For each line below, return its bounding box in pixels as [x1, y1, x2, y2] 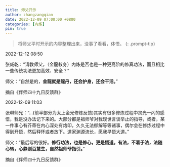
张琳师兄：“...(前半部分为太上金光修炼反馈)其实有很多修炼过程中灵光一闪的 [5, 110, 160, 116]
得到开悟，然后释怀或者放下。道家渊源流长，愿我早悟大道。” [5, 129, 130, 135]
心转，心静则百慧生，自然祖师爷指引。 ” [5, 146, 85, 152]
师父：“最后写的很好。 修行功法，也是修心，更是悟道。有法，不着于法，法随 [5, 140, 163, 146]
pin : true [5, 26, 26, 31]
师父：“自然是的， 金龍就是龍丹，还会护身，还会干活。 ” [5, 78, 118, 85]
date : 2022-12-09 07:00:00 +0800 [5, 17, 76, 22]
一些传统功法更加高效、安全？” [5, 68, 70, 74]
